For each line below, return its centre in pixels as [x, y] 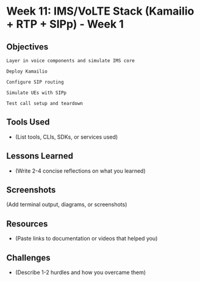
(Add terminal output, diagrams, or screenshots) [67, 204]
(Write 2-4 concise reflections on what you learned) [80, 171]
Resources [27, 224]
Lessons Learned [40, 156]
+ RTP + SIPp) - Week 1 [65, 24]
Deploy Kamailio [27, 71]
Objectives [27, 47]
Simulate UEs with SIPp [37, 93]
